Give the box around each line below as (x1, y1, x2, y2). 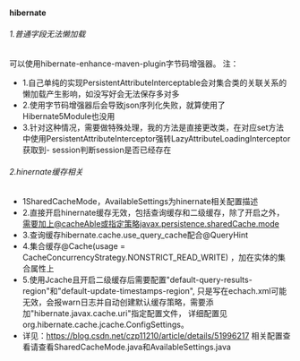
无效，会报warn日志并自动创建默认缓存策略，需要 (21, 297, 206, 307)
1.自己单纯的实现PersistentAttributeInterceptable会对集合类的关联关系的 (21, 77, 287, 88)
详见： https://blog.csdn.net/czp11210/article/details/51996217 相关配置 (21, 331, 284, 340)
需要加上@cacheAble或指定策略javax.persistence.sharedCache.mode (21, 219, 279, 228)
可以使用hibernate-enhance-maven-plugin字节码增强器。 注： (9, 58, 239, 69)
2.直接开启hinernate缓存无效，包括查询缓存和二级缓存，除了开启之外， (21, 207, 285, 218)
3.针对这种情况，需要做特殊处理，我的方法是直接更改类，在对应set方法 (21, 122, 285, 133)
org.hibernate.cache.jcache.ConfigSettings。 (21, 319, 190, 330)
